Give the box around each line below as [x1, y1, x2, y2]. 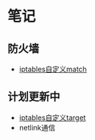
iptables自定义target [18, 113, 86, 122]
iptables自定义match [18, 65, 87, 74]
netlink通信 [18, 122, 56, 132]
